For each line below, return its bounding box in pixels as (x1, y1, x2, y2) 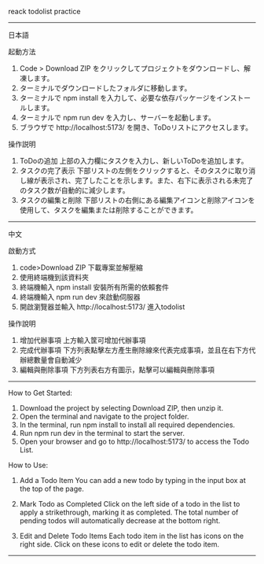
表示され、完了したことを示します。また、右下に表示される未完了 (40, 176, 254, 185)
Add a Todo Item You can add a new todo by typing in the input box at (19, 476, 246, 485)
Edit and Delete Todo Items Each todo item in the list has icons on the (19, 531, 244, 540)
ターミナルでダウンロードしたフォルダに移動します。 (19, 83, 192, 93)
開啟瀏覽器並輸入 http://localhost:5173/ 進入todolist (19, 302, 185, 311)
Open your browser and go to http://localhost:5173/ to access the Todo (19, 437, 250, 446)
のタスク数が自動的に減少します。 (19, 186, 130, 195)
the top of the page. (19, 484, 84, 493)
